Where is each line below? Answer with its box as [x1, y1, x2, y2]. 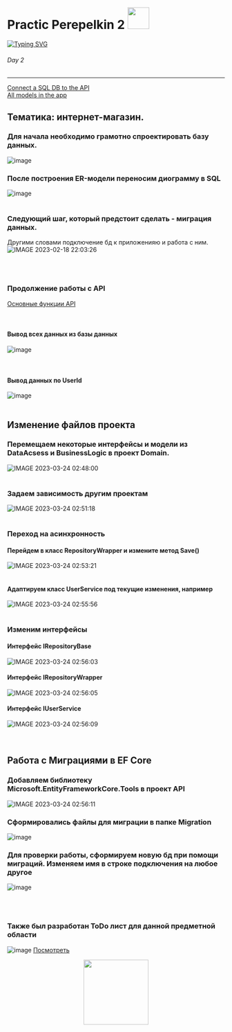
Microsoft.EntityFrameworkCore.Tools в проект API [7, 784, 185, 794]
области [7, 930, 37, 940]
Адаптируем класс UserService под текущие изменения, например [7, 585, 213, 593]
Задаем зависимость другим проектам [7, 488, 148, 498]
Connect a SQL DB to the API [7, 84, 90, 92]
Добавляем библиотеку [7, 776, 93, 785]
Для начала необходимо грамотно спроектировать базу [7, 132, 209, 141]
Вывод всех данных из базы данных [7, 330, 118, 339]
